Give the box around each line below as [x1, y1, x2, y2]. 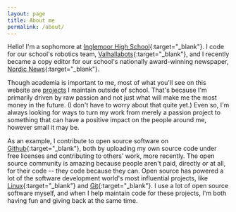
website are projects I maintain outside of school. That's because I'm [7, 86, 208, 95]
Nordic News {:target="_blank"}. [7, 65, 100, 74]
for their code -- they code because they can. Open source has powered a [7, 166, 224, 175]
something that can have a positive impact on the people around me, [7, 116, 206, 124]
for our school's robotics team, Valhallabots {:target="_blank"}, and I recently [7, 50, 230, 58]
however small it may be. [7, 124, 80, 132]
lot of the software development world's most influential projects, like [7, 174, 209, 183]
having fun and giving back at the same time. [7, 197, 138, 205]
